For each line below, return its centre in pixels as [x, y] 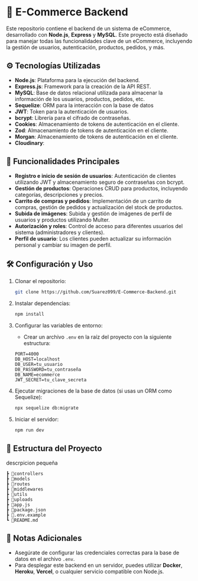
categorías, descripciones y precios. [59, 194]
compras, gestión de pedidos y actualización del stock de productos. [99, 207]
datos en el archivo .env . [45, 559]
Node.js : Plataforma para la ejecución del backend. [77, 80]
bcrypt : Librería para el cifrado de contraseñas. [73, 118]
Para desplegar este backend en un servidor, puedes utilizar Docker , [98, 565]
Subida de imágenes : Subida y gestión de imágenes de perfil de [93, 213]
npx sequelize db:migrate [46, 408]
